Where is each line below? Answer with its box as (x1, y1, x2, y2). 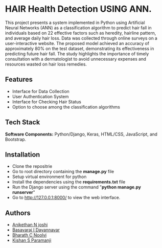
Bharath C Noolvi (12, 232, 47, 238)
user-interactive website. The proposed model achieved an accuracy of (5, 40, 149, 46)
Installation (5, 150, 40, 158)
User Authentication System (12, 93, 69, 99)
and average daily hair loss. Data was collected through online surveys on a (5, 35, 158, 41)
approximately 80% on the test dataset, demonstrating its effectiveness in (5, 45, 154, 51)
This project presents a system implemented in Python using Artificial (5, 20, 145, 25)
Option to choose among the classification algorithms (12, 104, 120, 110)
